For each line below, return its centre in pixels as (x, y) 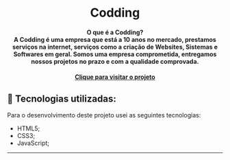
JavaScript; (33, 143)
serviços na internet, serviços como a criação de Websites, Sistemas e (115, 47)
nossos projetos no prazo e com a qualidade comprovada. (115, 61)
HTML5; (28, 128)
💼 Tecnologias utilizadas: (62, 99)
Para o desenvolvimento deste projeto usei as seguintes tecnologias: (104, 115)
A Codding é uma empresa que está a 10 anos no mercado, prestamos (115, 39)
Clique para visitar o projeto (115, 77)
